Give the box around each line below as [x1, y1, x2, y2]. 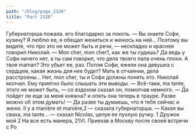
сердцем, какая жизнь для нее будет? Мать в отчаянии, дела [6, 67, 159, 74]
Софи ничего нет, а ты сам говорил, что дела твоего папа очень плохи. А [6, 55, 188, 62]
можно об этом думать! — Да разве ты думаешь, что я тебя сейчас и [6, 98, 179, 105]
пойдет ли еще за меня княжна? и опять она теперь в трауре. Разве [6, 92, 176, 99]
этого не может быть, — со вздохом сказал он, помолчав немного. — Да [6, 86, 189, 93]
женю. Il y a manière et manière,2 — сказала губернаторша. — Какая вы [6, 105, 184, 112]
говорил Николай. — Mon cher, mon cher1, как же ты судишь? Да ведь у [6, 49, 185, 56]
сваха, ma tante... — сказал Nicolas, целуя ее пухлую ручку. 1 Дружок [6, 110, 180, 117]
